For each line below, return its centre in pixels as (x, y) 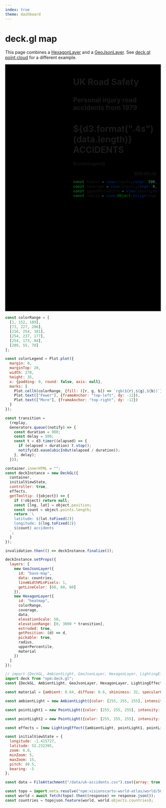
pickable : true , (35, 638)
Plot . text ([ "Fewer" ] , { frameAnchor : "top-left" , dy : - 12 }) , (77, 395)
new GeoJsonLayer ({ (34, 569)
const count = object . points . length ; (53, 510)
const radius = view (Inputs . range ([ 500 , (115, 182)
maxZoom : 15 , (23, 760)
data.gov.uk (145, 173)
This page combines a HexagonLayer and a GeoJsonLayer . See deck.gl (78, 52)
